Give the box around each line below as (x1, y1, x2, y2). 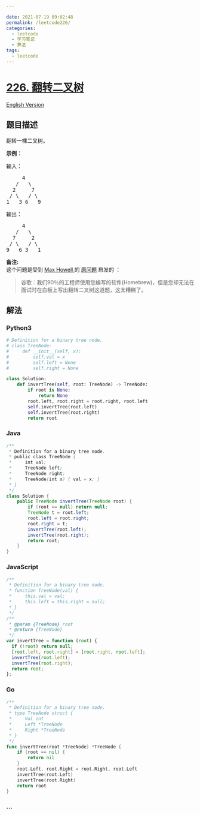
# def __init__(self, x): (6, 348, 82, 354)
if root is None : (27, 387, 70, 393)
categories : (6, 25, 36, 31)
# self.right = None (6, 365, 79, 371)
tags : (6, 47, 20, 54)
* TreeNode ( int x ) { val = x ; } (8, 476, 100, 482)
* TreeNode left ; (8, 465, 63, 471)
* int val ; (8, 459, 47, 465)
